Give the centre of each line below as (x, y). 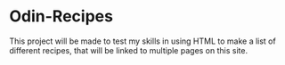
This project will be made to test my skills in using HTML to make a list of (142, 41)
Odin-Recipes (61, 16)
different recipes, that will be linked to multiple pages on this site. (128, 50)
